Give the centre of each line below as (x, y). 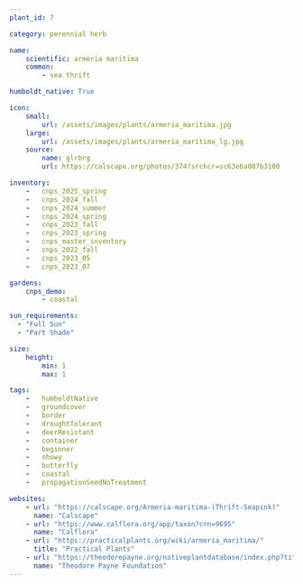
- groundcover (56, 407)
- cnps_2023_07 (58, 267)
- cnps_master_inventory (76, 242)
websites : (28, 498)
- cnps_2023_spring (66, 233)
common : (40, 67)
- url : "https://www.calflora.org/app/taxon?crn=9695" (131, 524)
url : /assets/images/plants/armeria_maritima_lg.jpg (143, 141)
